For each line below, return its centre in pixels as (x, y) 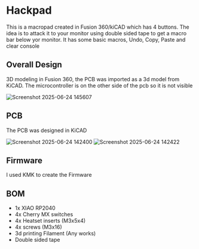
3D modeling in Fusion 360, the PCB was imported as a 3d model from (93, 79)
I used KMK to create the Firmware (49, 175)
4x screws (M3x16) (39, 227)
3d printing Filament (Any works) (55, 233)
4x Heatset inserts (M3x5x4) (50, 221)
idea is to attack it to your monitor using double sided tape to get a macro (97, 33)
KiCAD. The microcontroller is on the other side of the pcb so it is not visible (99, 85)
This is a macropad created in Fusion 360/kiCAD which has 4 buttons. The (98, 27)
